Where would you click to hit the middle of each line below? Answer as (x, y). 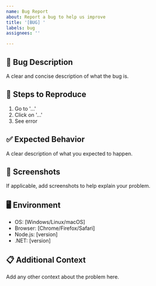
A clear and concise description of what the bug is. (67, 76)
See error (26, 121)
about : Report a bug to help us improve (56, 17)
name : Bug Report (27, 11)
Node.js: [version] (36, 235)
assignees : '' (23, 33)
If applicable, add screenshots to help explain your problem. (78, 186)
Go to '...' (25, 108)
